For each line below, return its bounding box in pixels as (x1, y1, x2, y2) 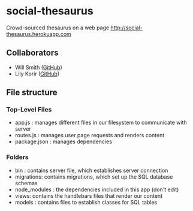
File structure (6, 88, 58, 98)
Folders (6, 153, 29, 161)
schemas (14, 179, 38, 186)
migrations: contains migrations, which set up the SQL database (14, 173, 173, 180)
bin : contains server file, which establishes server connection (14, 167, 168, 174)
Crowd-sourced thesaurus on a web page (6, 24, 110, 31)
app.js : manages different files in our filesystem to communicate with (14, 119, 187, 126)
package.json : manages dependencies (14, 138, 113, 145)
